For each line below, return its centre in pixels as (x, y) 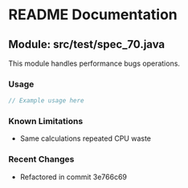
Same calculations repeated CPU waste (85, 138)
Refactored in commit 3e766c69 (73, 177)
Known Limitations (46, 122)
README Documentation (93, 15)
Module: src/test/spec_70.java (87, 44)
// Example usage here (46, 101)
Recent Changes (41, 159)
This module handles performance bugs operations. (94, 63)
